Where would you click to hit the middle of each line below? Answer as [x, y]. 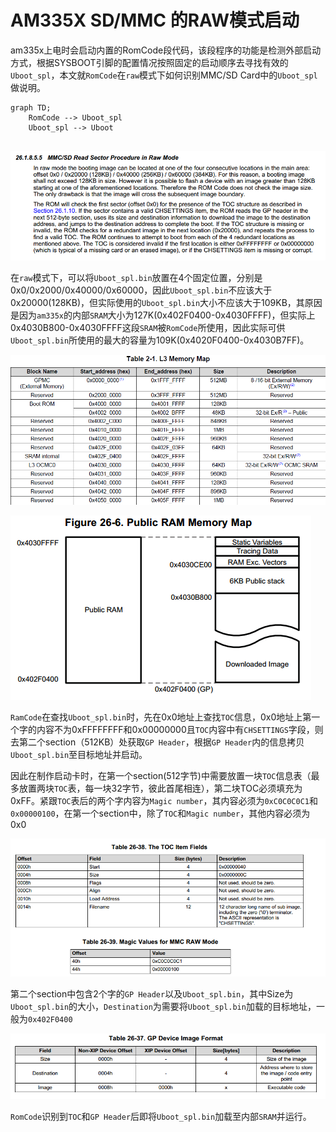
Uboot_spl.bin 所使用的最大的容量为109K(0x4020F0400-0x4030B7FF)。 [160, 340]
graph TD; [31, 107]
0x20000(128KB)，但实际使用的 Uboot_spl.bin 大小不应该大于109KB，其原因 [166, 302]
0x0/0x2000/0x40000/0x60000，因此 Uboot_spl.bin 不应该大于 [141, 290]
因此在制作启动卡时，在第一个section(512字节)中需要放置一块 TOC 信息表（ [161, 776]
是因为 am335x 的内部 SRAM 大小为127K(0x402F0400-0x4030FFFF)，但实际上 [163, 315]
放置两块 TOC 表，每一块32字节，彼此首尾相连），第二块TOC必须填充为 [160, 788]
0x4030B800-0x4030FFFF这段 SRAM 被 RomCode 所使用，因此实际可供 [148, 327]
